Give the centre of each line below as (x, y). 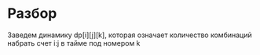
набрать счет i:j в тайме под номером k (74, 43)
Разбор (32, 14)
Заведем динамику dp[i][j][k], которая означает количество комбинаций (130, 35)
